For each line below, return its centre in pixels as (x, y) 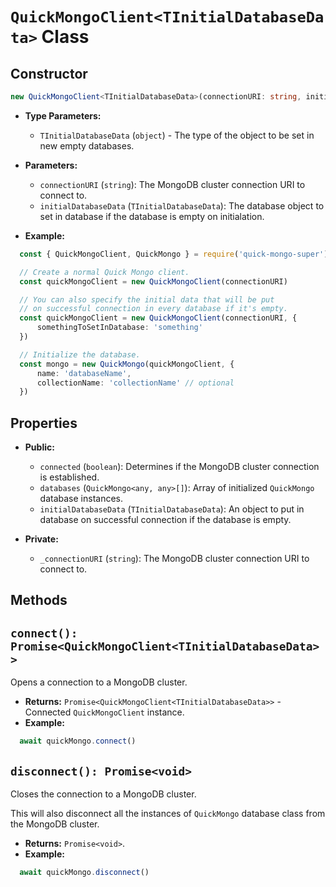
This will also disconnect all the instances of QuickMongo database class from (168, 813)
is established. (69, 477)
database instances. (81, 499)
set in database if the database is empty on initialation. (152, 216)
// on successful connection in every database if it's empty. (153, 309)
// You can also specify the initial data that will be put (147, 299)
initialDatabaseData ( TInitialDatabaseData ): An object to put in (172, 509)
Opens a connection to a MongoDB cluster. (99, 682)
